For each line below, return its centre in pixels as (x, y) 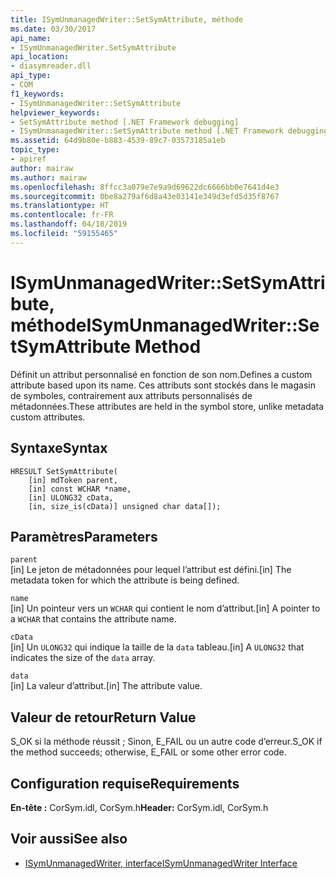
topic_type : (35, 150)
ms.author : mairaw (48, 177)
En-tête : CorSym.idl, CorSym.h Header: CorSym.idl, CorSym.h (139, 807)
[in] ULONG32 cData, (71, 497)
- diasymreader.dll (51, 66)
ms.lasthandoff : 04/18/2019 (69, 224)
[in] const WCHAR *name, (80, 489)
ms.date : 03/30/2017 (53, 29)
